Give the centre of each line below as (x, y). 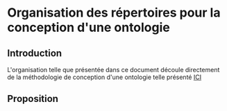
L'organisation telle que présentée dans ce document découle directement (113, 70)
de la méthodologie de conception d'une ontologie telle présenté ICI (104, 77)
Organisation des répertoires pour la (114, 13)
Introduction (35, 53)
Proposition (33, 99)
